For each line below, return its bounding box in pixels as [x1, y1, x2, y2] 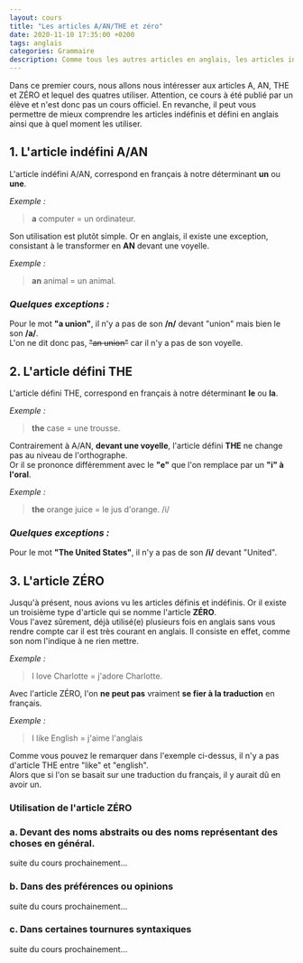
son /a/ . [9, 328, 39, 339]
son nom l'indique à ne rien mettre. [9, 636, 140, 647]
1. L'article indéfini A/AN [9, 145, 149, 160]
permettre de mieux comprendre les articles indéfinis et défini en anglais [9, 109, 280, 119]
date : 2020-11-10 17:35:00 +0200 [9, 30, 135, 39]
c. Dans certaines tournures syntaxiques [9, 923, 192, 936]
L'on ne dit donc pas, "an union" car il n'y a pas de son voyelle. [9, 338, 243, 349]
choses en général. [9, 837, 96, 849]
